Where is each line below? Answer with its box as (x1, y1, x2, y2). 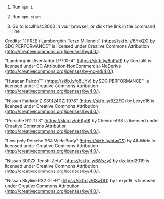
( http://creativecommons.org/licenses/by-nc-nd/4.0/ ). (5, 68, 115, 74)
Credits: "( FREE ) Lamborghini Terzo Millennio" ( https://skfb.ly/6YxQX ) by (5, 38, 155, 44)
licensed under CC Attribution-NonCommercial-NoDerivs (5, 63, 121, 69)
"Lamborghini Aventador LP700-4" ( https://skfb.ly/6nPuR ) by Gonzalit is (5, 58, 152, 63)
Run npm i (12, 4, 33, 10)
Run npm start (12, 14, 42, 19)
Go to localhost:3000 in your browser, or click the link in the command (12, 23, 155, 29)
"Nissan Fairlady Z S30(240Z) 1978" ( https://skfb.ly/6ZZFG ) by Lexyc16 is (5, 98, 154, 104)
